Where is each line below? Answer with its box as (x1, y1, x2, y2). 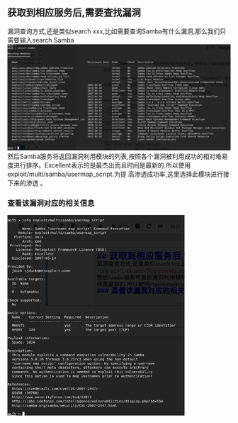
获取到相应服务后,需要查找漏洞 (7, 6, 142, 19)
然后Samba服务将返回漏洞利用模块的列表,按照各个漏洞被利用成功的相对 (7, 152, 216, 161)
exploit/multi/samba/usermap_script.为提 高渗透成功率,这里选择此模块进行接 (7, 170, 229, 179)
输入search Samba (19, 35, 74, 44)
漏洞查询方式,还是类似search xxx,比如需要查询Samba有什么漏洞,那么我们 (7, 27, 220, 35)
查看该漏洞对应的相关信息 (7, 198, 95, 208)
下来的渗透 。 (7, 179, 47, 187)
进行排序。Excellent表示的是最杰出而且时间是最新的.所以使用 (13, 161, 191, 170)
